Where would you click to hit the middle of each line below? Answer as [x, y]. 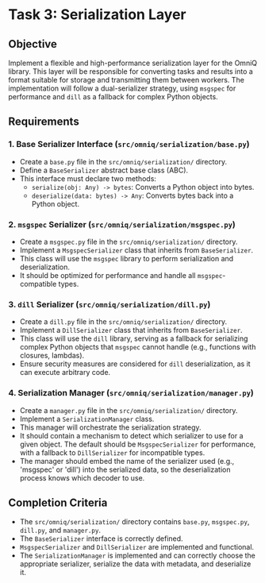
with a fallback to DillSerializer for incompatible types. [112, 452]
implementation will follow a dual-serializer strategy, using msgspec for [122, 88]
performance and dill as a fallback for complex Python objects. [113, 97]
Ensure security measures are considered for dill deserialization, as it [135, 364]
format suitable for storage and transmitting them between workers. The [126, 80]
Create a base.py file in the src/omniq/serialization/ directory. [123, 161]
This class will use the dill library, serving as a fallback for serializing [134, 338]
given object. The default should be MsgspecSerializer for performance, [138, 444]
